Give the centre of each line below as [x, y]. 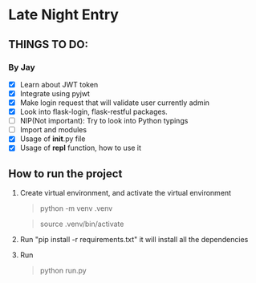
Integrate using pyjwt [55, 93]
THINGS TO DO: [48, 44]
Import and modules [53, 130]
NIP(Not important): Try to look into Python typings [104, 121]
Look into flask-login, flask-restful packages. [94, 112]
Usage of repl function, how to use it [81, 148]
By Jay [22, 67]
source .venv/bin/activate [82, 224]
